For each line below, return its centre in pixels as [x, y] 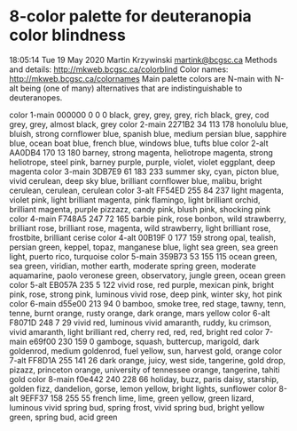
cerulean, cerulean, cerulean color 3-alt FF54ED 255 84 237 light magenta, [146, 190]
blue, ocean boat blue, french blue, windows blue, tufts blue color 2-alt [139, 143]
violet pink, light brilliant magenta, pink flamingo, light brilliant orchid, [135, 200]
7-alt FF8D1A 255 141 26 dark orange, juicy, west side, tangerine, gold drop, [148, 360]
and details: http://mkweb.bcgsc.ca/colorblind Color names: [119, 69]
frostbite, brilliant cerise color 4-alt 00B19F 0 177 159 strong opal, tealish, [143, 237]
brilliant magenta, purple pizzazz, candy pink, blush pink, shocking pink [140, 209]
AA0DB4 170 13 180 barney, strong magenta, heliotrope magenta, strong [141, 152]
